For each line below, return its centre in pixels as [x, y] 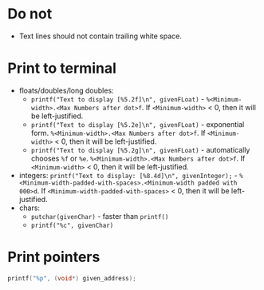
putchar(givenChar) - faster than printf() [100, 216]
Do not [30, 14]
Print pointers [54, 257]
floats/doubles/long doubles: [66, 90]
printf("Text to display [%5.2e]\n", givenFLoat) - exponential [138, 124]
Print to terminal [62, 68]
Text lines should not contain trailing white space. [100, 36]
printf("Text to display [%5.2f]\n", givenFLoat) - [118, 99]
